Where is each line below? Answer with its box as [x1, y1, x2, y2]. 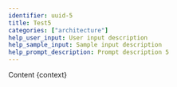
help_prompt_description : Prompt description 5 [8, 48, 170, 56]
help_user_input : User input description [8, 33, 148, 42]
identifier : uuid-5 [8, 11, 73, 20]
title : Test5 [8, 19, 52, 27]
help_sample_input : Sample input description [8, 41, 162, 49]
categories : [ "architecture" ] [8, 26, 109, 34]
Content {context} [8, 70, 68, 79]
